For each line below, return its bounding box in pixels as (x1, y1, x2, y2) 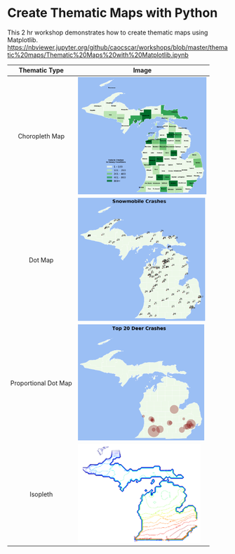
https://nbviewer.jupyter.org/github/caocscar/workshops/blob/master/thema (7, 43, 228, 51)
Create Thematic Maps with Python (7, 5, 218, 21)
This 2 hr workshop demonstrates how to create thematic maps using (7, 28, 208, 37)
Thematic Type (18, 66, 65, 75)
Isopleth (29, 490, 53, 498)
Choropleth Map (18, 132, 65, 141)
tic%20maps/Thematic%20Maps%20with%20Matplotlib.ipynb (7, 51, 189, 59)
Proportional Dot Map (10, 379, 72, 387)
